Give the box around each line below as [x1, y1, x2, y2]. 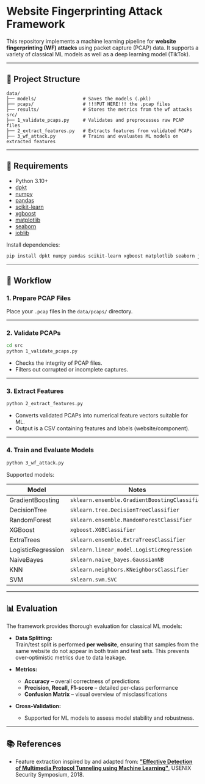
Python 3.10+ [15, 177, 49, 184]
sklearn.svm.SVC [70, 576, 117, 583]
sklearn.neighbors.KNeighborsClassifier [70, 566, 189, 573]
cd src [6, 343, 23, 349]
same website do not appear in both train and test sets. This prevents [15, 648, 190, 655]
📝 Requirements [6, 161, 68, 171]
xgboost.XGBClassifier [70, 526, 136, 533]
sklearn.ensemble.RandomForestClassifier [70, 516, 192, 523]
